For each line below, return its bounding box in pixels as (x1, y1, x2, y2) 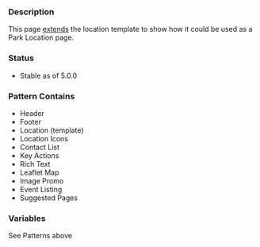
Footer (19, 117, 42, 126)
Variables (8, 213, 46, 224)
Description (8, 6, 55, 17)
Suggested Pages (19, 193, 78, 203)
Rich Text (19, 159, 51, 168)
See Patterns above (8, 231, 73, 241)
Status (8, 52, 34, 64)
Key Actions (19, 150, 59, 160)
